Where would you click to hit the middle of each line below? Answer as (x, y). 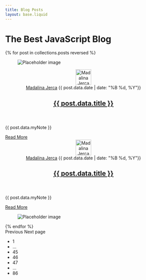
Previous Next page (25, 232)
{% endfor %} (19, 227)
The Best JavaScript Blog (58, 39)
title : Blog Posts (24, 10)
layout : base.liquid (27, 14)
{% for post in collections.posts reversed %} (50, 53)
